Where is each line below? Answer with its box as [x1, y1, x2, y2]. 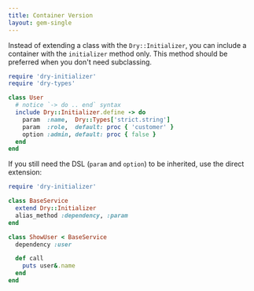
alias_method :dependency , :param [15, 212, 128, 219]
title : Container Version [8, 11, 93, 20]
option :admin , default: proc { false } [22, 131, 156, 138]
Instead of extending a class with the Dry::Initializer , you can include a [8, 40, 247, 50]
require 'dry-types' [8, 79, 76, 87]
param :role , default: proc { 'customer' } [22, 123, 175, 131]
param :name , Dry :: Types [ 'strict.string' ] [22, 116, 171, 123]
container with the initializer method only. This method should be [8, 49, 228, 58]
